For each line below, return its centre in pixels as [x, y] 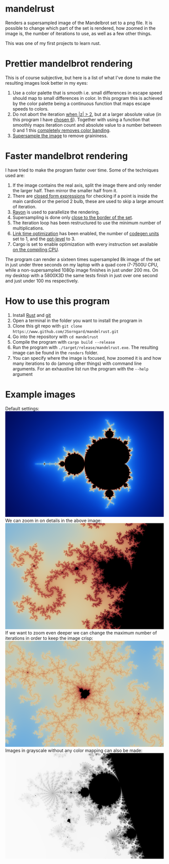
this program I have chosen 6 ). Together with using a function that [81, 120]
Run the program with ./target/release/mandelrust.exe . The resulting [85, 347]
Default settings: [22, 408]
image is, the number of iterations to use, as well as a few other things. [78, 33]
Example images [40, 394]
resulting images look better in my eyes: [47, 83]
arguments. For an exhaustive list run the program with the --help [80, 368]
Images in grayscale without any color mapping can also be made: [74, 750]
